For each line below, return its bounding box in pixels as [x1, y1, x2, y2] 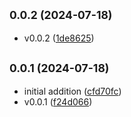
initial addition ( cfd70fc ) [23, 85, 122, 97]
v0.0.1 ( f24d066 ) [23, 95, 93, 108]
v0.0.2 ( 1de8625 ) [23, 32, 95, 44]
